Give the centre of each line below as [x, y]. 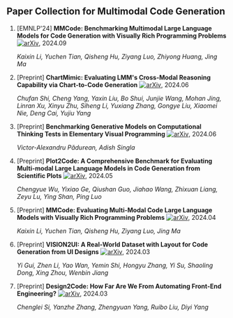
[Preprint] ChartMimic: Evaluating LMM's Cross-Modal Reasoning [113, 77]
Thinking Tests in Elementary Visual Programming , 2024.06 [116, 134]
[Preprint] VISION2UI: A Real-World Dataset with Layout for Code [112, 244]
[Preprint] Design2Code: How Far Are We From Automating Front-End [119, 286]
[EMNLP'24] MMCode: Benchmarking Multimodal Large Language [114, 28]
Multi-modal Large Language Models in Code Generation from [108, 168]
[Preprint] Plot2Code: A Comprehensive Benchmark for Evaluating [114, 161]
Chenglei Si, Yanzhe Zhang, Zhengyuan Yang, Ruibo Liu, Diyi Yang [112, 307]
